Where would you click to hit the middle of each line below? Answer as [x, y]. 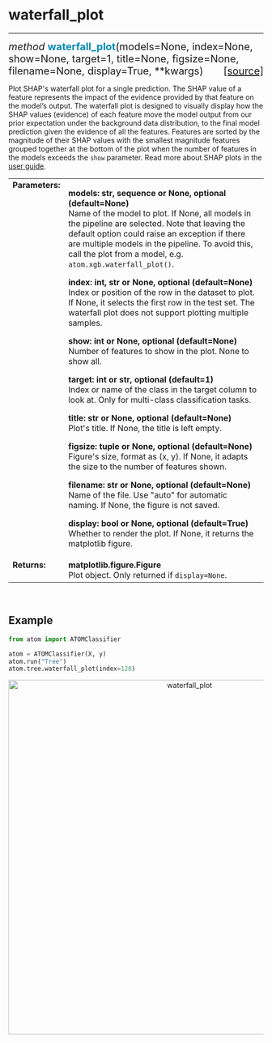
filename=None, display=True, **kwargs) [106, 71]
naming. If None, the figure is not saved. [144, 505]
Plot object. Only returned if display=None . [148, 575]
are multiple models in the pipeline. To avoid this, [161, 243]
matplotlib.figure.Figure [115, 565]
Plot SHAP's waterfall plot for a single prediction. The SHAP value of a [125, 88]
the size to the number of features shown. [148, 466]
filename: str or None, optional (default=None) [159, 485]
